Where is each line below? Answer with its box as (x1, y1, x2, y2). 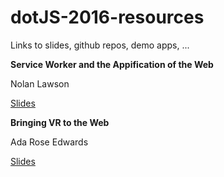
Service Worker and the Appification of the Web (10, 58, 214, 70)
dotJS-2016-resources (10, 6, 205, 29)
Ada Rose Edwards (10, 136, 89, 148)
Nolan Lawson (10, 77, 70, 90)
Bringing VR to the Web (10, 116, 110, 128)
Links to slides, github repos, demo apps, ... (10, 39, 190, 51)
